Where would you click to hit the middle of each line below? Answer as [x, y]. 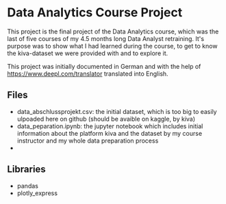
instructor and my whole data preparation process [88, 141]
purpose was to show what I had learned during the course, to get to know [112, 46]
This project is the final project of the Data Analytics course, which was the [113, 31]
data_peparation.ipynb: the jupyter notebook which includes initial [110, 126]
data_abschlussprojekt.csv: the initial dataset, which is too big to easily [117, 111]
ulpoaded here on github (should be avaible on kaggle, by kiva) [106, 119]
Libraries [26, 170]
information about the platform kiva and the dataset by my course [110, 133]
